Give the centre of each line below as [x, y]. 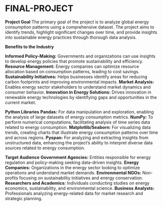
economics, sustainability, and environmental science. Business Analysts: [80, 188]
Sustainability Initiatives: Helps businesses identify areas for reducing [76, 77]
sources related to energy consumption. [45, 148]
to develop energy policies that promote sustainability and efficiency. [74, 61]
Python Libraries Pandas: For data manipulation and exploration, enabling [80, 111]
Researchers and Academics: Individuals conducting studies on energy [77, 183]
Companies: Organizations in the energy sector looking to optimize [72, 167]
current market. [21, 102]
